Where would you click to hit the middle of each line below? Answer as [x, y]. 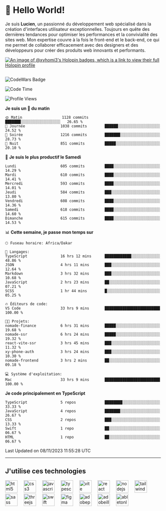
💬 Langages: [17, 252]
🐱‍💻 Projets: [17, 322]
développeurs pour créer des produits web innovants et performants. [75, 50]
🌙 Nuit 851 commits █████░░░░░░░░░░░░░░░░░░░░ [83, 144]
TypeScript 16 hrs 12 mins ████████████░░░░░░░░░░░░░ [83, 256]
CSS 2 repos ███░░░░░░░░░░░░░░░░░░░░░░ [83, 420]
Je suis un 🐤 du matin [27, 108]
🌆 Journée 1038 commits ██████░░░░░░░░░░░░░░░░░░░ [83, 126]
